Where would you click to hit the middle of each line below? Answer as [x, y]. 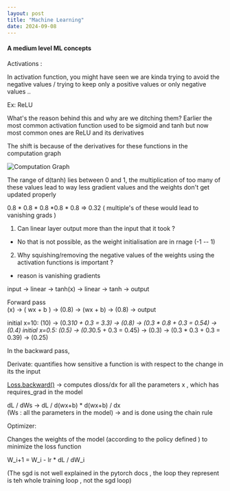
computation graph [34, 153]
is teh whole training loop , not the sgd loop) [69, 480]
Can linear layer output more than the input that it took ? [96, 228]
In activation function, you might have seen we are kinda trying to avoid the [113, 77]
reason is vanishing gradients [59, 275]
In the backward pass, [38, 350]
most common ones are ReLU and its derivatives [76, 133]
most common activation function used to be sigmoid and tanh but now [108, 125]
